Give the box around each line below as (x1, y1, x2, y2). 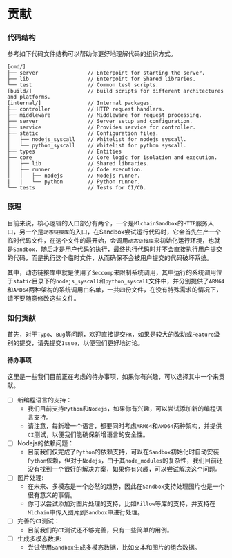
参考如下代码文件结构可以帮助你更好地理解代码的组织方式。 (7, 50, 177, 58)
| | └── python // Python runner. (7, 178, 140, 185)
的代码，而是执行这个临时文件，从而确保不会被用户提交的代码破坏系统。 (7, 253, 213, 261)
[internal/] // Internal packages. (7, 100, 153, 107)
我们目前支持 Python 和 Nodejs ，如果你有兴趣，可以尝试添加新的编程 (27, 404, 216, 413)
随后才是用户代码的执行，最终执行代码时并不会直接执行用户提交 (41, 245, 223, 253)
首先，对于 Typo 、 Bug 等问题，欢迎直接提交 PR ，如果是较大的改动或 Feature (7, 330, 214, 339)
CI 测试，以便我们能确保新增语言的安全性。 (27, 430, 149, 439)
